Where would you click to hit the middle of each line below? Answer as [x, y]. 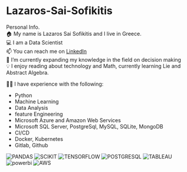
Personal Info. [23, 27]
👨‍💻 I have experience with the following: [55, 84]
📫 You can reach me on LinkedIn [47, 51]
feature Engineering [39, 114]
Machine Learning [37, 102]
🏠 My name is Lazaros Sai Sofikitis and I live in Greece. [74, 33]
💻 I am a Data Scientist [35, 42]
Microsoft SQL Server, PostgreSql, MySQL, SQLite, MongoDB [89, 126]
